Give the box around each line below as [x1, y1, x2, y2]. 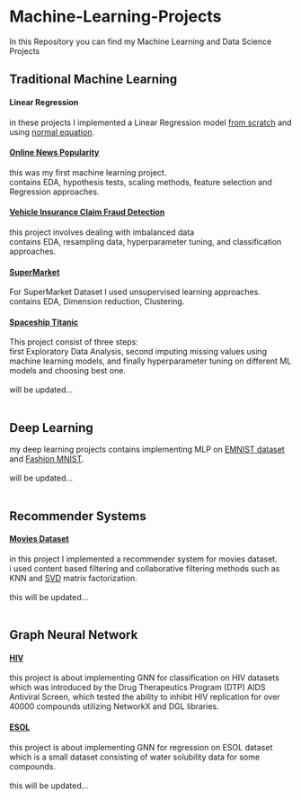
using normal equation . [9, 126, 95, 137]
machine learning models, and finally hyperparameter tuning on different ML [9, 355, 292, 366]
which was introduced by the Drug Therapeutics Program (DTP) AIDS [9, 682, 266, 693]
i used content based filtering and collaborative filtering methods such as [9, 562, 280, 573]
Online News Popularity [9, 147, 100, 158]
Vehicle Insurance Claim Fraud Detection [9, 207, 165, 218]
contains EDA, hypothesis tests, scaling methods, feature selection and [9, 176, 272, 187]
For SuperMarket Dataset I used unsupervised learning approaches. [9, 286, 261, 298]
